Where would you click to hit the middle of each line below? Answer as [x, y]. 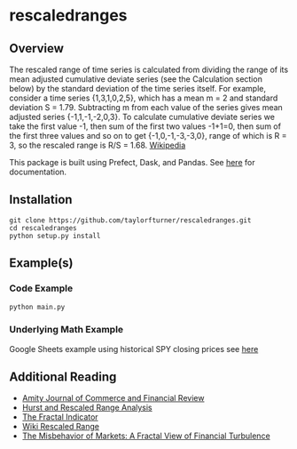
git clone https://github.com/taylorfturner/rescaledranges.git [130, 220]
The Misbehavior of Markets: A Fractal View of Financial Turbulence [146, 436]
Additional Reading [63, 377]
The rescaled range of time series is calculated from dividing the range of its [149, 69]
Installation [41, 200]
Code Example [41, 288]
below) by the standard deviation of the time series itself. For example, [138, 88]
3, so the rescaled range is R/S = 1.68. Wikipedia [98, 145]
